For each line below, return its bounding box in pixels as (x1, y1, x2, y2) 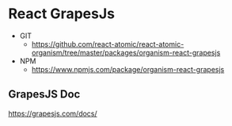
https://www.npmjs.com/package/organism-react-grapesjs (31, 64, 225, 74)
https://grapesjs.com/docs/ (8, 109, 97, 118)
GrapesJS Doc (8, 88, 81, 101)
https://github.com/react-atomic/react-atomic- (31, 39, 184, 48)
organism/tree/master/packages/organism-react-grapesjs (31, 48, 221, 57)
